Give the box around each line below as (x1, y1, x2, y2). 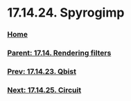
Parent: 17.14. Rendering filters (7, 48, 112, 58)
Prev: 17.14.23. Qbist (7, 66, 76, 76)
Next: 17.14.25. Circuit (7, 85, 82, 95)
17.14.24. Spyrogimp (7, 5, 125, 21)
